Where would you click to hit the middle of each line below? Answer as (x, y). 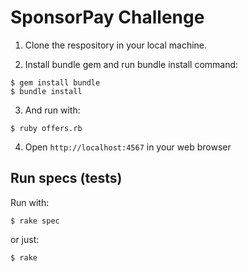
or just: (25, 239)
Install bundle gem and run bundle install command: (131, 64)
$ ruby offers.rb (46, 128)
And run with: (52, 110)
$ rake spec (35, 221)
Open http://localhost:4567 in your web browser (128, 147)
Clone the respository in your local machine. (116, 45)
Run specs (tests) (66, 178)
